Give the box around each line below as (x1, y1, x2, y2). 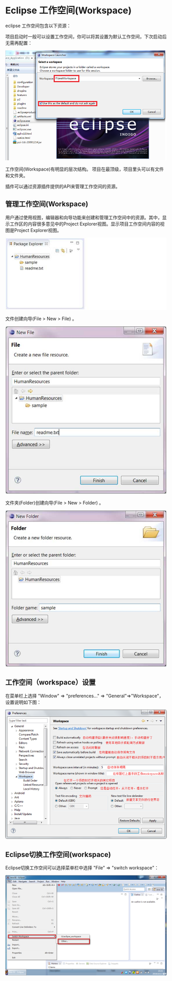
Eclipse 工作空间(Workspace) (5, 5, 132, 16)
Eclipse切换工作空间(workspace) (5, 850, 111, 859)
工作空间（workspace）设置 (5, 678, 96, 687)
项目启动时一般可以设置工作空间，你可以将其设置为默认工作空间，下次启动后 (5, 33, 167, 39)
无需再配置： (5, 39, 32, 46)
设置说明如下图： (5, 699, 41, 705)
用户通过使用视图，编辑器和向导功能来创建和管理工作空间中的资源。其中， (5, 214, 162, 220)
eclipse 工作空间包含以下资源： (5, 23, 72, 29)
